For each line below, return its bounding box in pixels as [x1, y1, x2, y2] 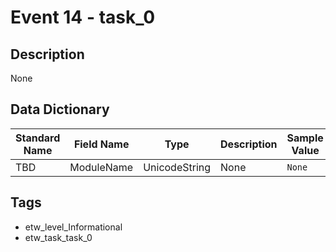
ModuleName [69, 160, 134, 174]
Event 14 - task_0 [10, 6, 156, 29]
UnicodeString [143, 160, 212, 174]
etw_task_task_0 [24, 231, 93, 243]
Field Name [73, 137, 130, 151]
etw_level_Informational [24, 221, 123, 233]
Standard [15, 131, 61, 145]
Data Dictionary [10, 101, 110, 118]
